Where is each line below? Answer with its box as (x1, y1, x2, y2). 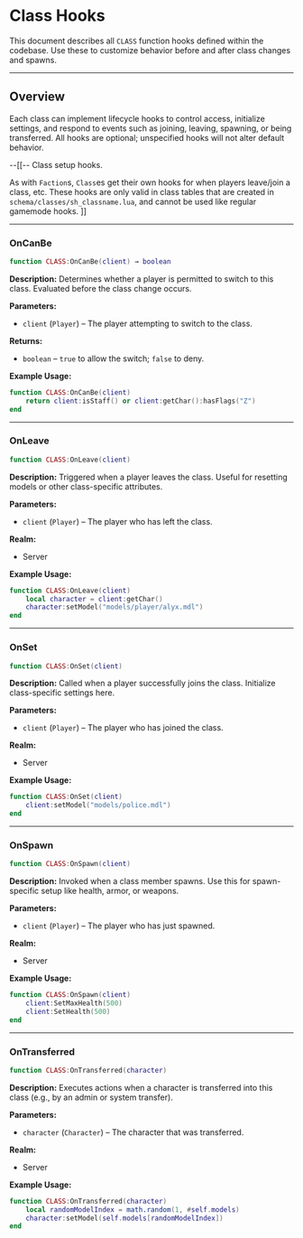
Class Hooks (9, 5, 106, 26)
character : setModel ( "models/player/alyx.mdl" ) (25, 602, 204, 612)
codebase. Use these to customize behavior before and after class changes (9, 44, 291, 55)
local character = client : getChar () (25, 594, 164, 603)
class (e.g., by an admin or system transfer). (9, 1092, 173, 1103)
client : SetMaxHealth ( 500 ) (25, 999, 124, 1008)
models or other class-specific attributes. (9, 480, 163, 492)
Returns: (9, 335, 43, 346)
